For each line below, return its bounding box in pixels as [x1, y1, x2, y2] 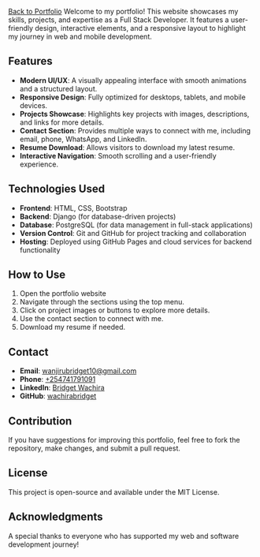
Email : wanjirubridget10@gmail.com [19, 366, 137, 376]
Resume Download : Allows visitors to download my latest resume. [19, 142, 236, 152]
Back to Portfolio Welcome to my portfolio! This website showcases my [8, 7, 239, 16]
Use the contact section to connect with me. [19, 314, 164, 323]
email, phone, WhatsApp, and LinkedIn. [19, 134, 147, 144]
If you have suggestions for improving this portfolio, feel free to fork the [8, 436, 240, 445]
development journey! [8, 540, 80, 549]
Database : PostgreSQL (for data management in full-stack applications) [19, 220, 254, 230]
